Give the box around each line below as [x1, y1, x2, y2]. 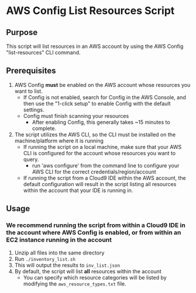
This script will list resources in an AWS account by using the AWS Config [6, 43, 184, 50]
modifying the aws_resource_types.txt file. [23, 280, 127, 287]
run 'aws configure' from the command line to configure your [32, 162, 180, 169]
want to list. [14, 88, 43, 95]
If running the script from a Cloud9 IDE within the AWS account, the [23, 174, 186, 182]
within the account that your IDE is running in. [23, 187, 133, 194]
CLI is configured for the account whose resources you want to [23, 149, 176, 156]
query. [23, 156, 39, 163]
